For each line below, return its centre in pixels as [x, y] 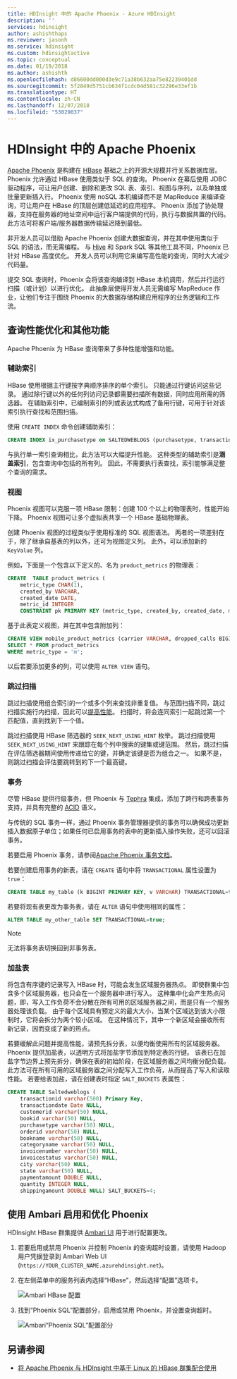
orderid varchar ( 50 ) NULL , [60, 1132]
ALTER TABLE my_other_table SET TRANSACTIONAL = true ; [86, 920]
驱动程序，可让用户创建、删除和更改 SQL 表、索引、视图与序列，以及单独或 [117, 188]
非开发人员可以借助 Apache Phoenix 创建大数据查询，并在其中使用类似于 [113, 238]
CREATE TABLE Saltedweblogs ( [52, 1092]
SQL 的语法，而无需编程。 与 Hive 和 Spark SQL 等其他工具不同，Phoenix [114, 247]
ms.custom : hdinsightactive [49, 54]
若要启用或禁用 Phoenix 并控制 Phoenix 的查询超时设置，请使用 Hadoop [122, 1248]
